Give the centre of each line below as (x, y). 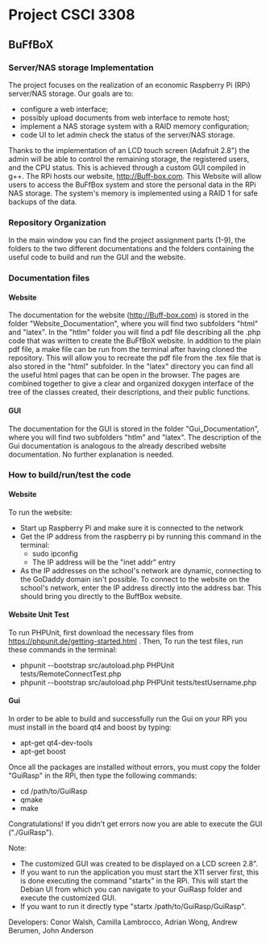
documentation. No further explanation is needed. (91, 454)
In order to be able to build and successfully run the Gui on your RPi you (128, 719)
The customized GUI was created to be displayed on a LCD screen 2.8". (139, 864)
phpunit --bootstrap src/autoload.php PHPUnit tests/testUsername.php (138, 682)
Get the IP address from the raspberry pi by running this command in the (141, 536)
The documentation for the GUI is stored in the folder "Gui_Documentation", (134, 428)
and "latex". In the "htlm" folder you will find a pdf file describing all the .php (135, 333)
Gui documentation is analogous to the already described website (118, 445)
